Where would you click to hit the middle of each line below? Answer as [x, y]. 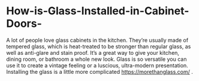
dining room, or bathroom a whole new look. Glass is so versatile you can [97, 59]
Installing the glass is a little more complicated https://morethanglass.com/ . [99, 71]
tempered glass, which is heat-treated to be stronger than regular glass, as [99, 46]
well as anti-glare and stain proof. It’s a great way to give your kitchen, [93, 52]
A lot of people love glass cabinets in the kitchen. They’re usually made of [97, 40]
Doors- [24, 24]
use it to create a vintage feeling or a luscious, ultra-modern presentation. [97, 65]
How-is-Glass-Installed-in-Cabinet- [98, 11]
